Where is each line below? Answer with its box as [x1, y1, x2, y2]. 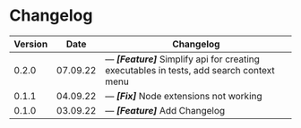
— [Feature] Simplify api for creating [104, 53, 260, 65]
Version [13, 38, 48, 50]
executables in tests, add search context [104, 64, 275, 76]
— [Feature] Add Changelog [104, 104, 226, 116]
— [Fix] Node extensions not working [104, 90, 262, 102]
